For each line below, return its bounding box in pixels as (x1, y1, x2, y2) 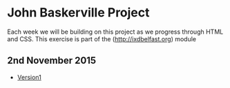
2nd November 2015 (7, 55, 97, 67)
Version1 (17, 73, 41, 81)
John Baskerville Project (7, 5, 150, 21)
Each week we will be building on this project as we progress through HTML (7, 27, 224, 36)
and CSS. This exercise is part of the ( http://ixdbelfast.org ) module (7, 34, 197, 43)
